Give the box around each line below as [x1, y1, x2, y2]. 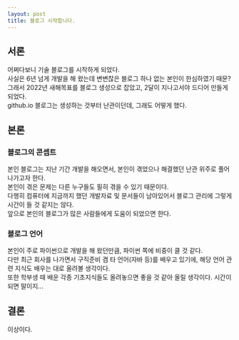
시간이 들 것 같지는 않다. [7, 200, 74, 209]
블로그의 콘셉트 [7, 147, 57, 157]
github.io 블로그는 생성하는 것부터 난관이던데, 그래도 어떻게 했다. [7, 101, 188, 110]
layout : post [7, 10, 46, 18]
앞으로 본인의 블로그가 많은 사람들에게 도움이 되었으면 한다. [7, 210, 171, 217]
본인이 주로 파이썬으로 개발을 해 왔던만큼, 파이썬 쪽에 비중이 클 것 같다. [7, 247, 203, 255]
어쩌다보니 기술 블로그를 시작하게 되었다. [7, 66, 120, 74]
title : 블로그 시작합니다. [7, 17, 76, 24]
